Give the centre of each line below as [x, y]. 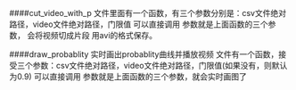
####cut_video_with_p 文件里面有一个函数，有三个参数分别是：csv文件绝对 [148, 13]
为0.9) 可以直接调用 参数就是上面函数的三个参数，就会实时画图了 [128, 77]
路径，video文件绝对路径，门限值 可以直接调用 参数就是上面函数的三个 [139, 24]
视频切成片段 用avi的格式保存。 [100, 35]
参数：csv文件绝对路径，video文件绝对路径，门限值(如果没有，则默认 [160, 65]
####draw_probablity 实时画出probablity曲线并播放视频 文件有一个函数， [144, 54]
